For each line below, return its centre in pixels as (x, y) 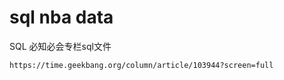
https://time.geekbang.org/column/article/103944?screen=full (141, 65)
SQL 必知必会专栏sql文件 (60, 46)
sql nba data (61, 17)
